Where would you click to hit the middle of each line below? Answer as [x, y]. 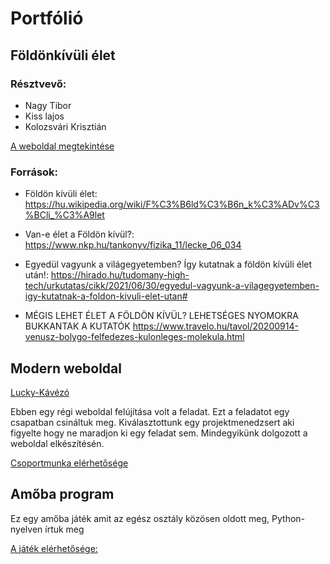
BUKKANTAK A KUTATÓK [77, 326]
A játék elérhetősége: [54, 548]
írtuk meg [64, 529]
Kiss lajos [44, 116]
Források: [34, 172]
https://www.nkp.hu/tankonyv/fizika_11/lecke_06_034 [133, 245]
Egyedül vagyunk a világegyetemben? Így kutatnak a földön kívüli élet [168, 264]
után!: [36, 275]
